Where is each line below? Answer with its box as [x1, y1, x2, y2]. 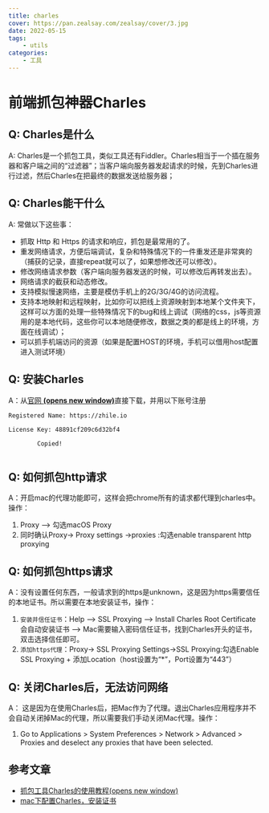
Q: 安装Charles [8, 372, 84, 386]
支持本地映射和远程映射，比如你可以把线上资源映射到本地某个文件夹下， [19, 296, 259, 306]
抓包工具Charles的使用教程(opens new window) [19, 786, 179, 795]
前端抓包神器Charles [8, 94, 147, 112]
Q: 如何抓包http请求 [8, 470, 107, 484]
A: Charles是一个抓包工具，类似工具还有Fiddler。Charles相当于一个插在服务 [8, 150, 260, 161]
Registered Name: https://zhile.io [8, 411, 128, 420]
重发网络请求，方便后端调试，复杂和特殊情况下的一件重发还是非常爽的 [19, 246, 253, 256]
